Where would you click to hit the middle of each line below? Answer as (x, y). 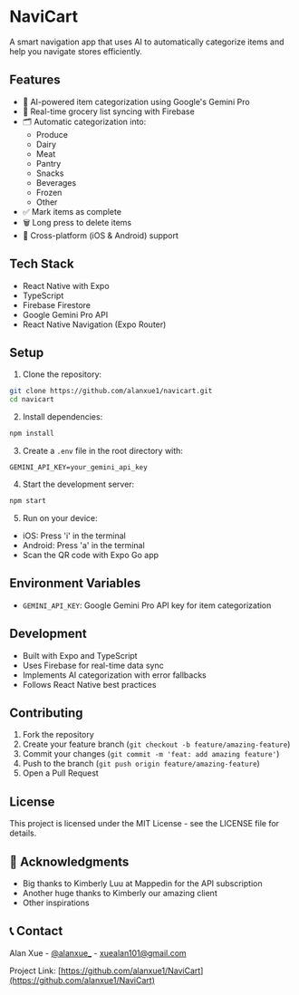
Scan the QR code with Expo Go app (91, 555)
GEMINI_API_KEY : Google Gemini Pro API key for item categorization (147, 605)
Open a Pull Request (61, 773)
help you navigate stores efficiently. (76, 51)
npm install (32, 434)
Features (35, 80)
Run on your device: (60, 517)
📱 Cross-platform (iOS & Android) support (101, 235)
